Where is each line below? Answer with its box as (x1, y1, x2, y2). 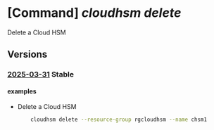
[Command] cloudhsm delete (7, 5, 182, 21)
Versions (7, 48, 48, 60)
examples (7, 86, 37, 96)
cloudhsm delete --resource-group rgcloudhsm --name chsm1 (30, 116, 208, 124)
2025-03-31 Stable (7, 70, 74, 79)
